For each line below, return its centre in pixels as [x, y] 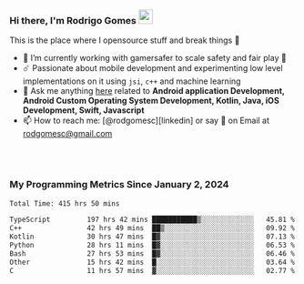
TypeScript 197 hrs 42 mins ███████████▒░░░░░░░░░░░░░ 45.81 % [152, 220]
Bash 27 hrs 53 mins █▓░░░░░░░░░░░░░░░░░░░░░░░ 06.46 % [152, 254]
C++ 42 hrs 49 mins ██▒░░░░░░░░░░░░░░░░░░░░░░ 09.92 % [152, 228]
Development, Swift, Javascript [83, 110]
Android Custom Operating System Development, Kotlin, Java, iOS [151, 101]
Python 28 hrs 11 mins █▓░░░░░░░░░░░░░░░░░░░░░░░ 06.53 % [152, 246]
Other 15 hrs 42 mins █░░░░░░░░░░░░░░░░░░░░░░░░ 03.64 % [152, 262]
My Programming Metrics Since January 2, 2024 [119, 185]
